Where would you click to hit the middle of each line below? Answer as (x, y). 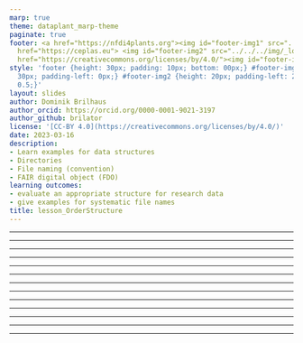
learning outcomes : (46, 186)
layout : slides (38, 93)
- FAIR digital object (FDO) (64, 177)
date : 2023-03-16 (42, 135)
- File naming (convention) (62, 169)
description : (34, 144)
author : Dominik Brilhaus (58, 102)
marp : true (30, 18)
